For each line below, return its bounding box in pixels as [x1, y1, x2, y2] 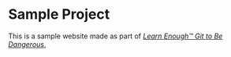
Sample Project [8, 5, 110, 23]
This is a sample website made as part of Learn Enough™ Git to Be [8, 31, 223, 41]
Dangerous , [8, 39, 47, 48]
